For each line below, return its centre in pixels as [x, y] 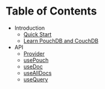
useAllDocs [37, 73]
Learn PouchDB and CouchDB [61, 41]
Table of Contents [51, 11]
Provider [34, 53]
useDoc [33, 66]
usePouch [36, 60]
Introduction [30, 28]
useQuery [36, 79]
